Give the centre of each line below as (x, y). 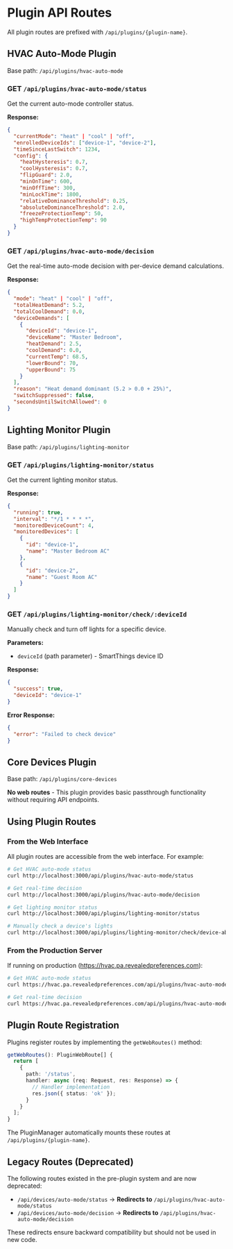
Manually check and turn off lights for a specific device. (87, 629)
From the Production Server (55, 950)
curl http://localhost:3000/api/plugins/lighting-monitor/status (103, 914)
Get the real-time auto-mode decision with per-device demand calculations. (115, 266)
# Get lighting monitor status (52, 907)
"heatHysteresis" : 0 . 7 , (54, 162)
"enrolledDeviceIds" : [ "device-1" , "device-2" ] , (85, 143)
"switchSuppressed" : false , (54, 396)
